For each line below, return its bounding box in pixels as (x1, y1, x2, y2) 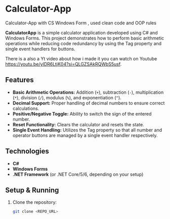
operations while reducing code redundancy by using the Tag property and (5, 40, 162, 46)
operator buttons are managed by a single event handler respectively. (12, 132, 158, 138)
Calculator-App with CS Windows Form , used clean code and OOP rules (5, 20, 157, 26)
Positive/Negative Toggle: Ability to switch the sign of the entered (12, 111, 152, 117)
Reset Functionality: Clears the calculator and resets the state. (12, 121, 144, 127)
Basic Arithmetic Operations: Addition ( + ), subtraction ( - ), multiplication (12, 89, 164, 95)
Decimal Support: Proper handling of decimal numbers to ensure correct (12, 100, 165, 106)
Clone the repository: (12, 199, 57, 205)
